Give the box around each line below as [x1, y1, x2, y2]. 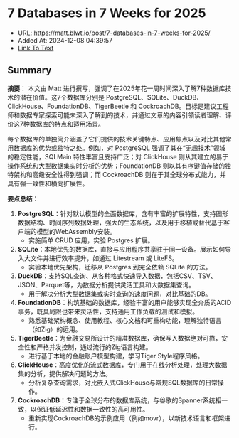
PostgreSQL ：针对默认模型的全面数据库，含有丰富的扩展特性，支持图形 [17, 209, 229, 218]
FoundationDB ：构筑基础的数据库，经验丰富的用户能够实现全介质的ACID [17, 298, 232, 306]
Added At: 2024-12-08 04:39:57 [17, 36, 112, 44]
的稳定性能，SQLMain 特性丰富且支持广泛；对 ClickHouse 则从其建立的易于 [7, 152, 229, 161]
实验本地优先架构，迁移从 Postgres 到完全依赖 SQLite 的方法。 [28, 262, 212, 271]
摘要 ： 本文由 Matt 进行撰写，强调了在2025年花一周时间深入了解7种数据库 [7, 84, 225, 92]
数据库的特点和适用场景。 [29, 119, 105, 128]
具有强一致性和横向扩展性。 [7, 179, 89, 188]
